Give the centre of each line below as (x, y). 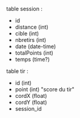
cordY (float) (31, 102)
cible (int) (27, 33)
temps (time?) (32, 59)
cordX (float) (31, 96)
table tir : (17, 71)
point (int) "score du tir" (45, 89)
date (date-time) (35, 46)
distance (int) (32, 27)
